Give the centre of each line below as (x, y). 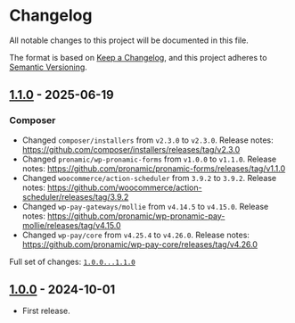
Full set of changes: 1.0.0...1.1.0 (72, 261)
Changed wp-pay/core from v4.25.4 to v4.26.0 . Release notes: (135, 235)
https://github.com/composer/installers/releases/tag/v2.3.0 (131, 149)
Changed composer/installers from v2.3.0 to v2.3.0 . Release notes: (147, 140)
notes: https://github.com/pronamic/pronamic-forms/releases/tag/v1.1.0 (154, 168)
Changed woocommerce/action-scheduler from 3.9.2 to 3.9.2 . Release (149, 178)
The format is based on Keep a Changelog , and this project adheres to (138, 57)
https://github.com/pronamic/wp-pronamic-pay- (136, 216)
